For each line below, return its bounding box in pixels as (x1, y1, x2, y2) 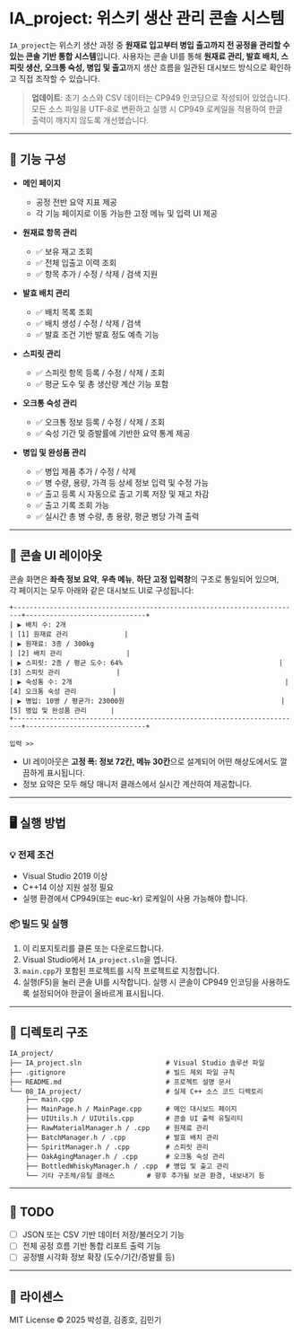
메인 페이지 (21, 177, 61, 189)
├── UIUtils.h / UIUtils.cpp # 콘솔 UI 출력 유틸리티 (25, 1114, 244, 1123)
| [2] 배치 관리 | (9, 648, 131, 658)
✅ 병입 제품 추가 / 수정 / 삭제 (35, 466, 136, 477)
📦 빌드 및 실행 (9, 917, 69, 930)
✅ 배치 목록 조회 (35, 306, 93, 317)
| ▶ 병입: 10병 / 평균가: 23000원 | (9, 697, 285, 706)
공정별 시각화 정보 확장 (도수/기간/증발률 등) (21, 1251, 176, 1262)
